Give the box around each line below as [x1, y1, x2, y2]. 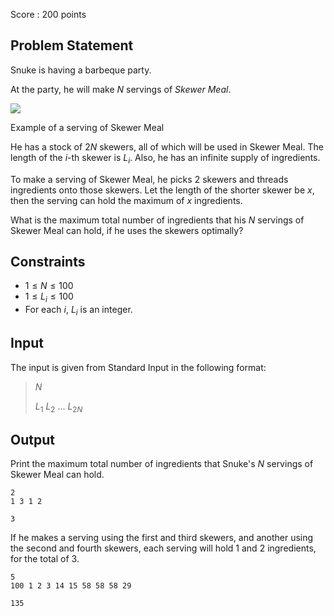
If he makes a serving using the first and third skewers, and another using [10, 532, 314, 544]
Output [10, 432, 55, 449]
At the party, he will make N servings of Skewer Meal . [10, 83, 232, 95]
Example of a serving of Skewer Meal [10, 121, 165, 133]
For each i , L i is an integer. [24, 304, 133, 318]
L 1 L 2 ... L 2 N [34, 400, 83, 414]
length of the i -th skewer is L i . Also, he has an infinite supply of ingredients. [10, 151, 321, 166]
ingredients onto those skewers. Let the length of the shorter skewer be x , [10, 184, 315, 196]
